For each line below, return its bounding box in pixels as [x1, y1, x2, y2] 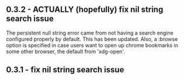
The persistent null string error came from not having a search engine [6, 29, 173, 36]
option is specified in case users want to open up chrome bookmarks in [6, 41, 178, 48]
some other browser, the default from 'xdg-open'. [6, 48, 126, 55]
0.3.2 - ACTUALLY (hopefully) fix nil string [6, 5, 164, 15]
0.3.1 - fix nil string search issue [6, 65, 124, 75]
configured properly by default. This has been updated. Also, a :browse [6, 35, 178, 43]
